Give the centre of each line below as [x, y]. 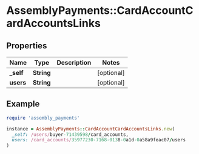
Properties [27, 46]
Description [74, 63]
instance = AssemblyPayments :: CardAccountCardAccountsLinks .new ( [90, 129]
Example [23, 104]
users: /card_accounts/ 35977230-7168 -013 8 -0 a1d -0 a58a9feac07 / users [99, 140]
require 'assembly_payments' [43, 118]
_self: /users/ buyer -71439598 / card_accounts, [70, 134]
